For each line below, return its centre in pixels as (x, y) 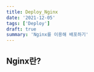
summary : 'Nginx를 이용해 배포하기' (48, 35)
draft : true (21, 29)
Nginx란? (24, 61)
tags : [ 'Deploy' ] (28, 23)
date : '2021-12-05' (31, 18)
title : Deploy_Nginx (32, 12)
